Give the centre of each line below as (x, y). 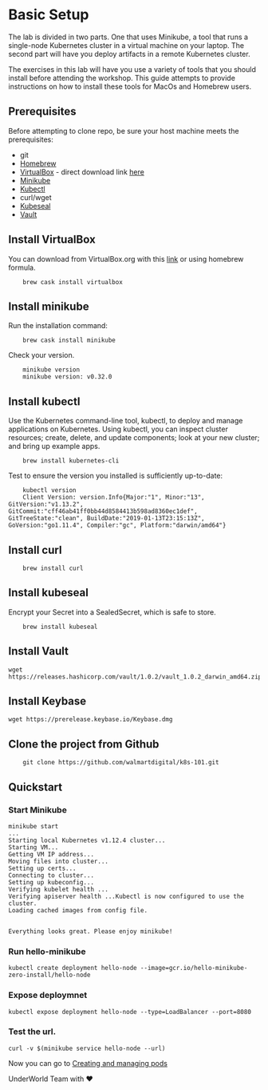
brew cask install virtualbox (73, 282)
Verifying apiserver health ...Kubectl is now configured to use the (126, 896)
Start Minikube (38, 810)
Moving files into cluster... (59, 861)
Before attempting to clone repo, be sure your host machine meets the (124, 130)
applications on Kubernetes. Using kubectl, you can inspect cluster (118, 429)
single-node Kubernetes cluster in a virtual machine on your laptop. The (126, 45)
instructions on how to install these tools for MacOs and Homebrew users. (130, 86)
